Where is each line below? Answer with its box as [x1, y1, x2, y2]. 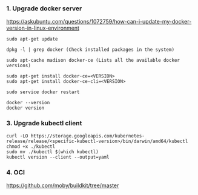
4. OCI [6, 168, 25, 176]
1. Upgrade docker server [6, 4, 82, 13]
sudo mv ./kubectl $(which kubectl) [6, 148, 99, 155]
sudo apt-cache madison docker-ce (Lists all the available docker [6, 58, 180, 64]
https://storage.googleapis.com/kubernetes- [30, 133, 145, 139]
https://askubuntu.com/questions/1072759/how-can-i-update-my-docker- [6, 18, 192, 25]
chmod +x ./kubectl [6, 144, 56, 150]
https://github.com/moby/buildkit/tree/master [6, 182, 119, 189]
